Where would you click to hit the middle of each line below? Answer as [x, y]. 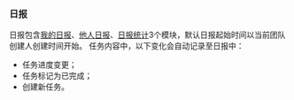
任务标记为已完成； [57, 76]
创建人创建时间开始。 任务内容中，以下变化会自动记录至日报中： [127, 46]
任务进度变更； [49, 65]
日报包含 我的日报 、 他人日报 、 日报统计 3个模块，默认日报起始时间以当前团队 [147, 35]
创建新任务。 [45, 87]
